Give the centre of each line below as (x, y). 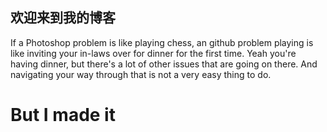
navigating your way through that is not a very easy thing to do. (141, 74)
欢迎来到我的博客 (63, 18)
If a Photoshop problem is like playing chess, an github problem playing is (162, 42)
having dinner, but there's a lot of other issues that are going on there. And (164, 64)
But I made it (63, 115)
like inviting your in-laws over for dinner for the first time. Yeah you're (153, 53)
